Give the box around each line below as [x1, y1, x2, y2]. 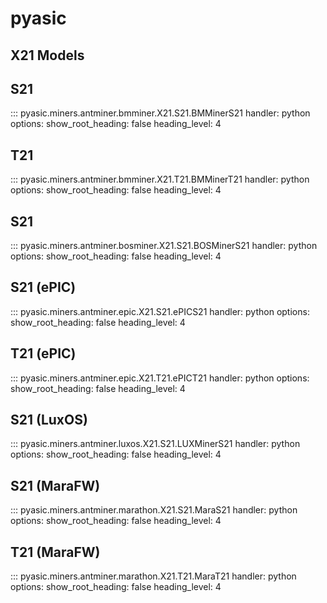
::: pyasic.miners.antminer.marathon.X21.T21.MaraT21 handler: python [10, 570, 297, 582]
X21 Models [10, 47, 85, 64]
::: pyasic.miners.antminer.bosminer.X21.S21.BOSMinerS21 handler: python [10, 240, 318, 252]
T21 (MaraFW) [10, 543, 101, 561]
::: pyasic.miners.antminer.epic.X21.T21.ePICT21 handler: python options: [10, 372, 310, 384]
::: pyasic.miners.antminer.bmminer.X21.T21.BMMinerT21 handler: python [10, 173, 310, 186]
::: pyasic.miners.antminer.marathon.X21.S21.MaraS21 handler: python [10, 504, 298, 516]
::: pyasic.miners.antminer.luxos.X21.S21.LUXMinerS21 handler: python [10, 438, 301, 450]
